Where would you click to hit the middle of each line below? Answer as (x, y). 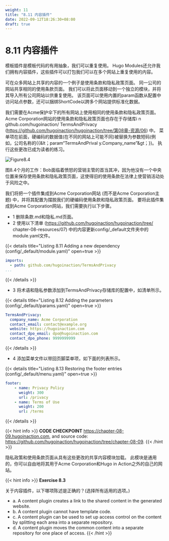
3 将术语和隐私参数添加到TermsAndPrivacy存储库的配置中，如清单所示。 (88, 290)
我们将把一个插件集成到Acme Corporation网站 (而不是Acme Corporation (80, 193)
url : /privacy (34, 397)
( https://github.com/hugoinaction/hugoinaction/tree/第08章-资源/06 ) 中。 (82, 131)
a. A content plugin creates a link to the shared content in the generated (87, 501)
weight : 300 (31, 393)
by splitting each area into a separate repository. (63, 522)
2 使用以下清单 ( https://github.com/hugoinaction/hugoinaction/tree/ (83, 223)
